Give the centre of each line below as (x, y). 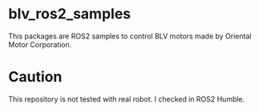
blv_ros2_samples (70, 14)
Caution (35, 77)
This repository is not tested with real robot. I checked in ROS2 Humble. (127, 99)
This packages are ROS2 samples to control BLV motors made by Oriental (130, 36)
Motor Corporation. (40, 44)
